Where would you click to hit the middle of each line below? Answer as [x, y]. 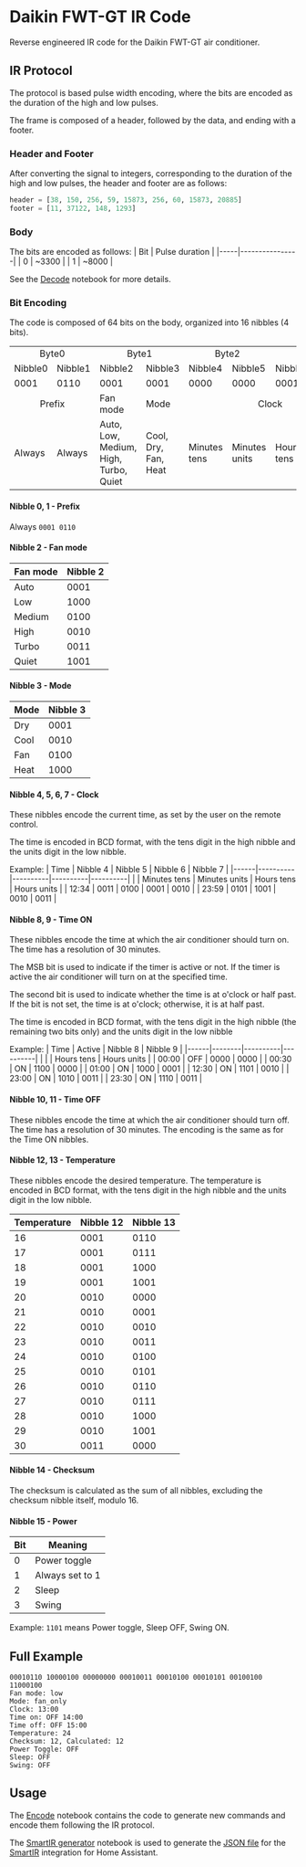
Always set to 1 [68, 1576]
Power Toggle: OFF [44, 1750]
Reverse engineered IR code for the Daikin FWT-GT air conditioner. [135, 42]
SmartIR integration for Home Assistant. [84, 1852]
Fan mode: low [36, 1693]
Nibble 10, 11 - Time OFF [56, 1099]
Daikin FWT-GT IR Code [100, 17]
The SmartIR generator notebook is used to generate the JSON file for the [148, 1842]
